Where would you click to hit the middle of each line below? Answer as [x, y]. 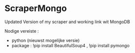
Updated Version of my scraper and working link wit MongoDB [67, 22]
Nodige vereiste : [22, 31]
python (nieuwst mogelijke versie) [46, 40]
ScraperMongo [36, 8]
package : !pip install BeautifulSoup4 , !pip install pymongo [70, 45]
